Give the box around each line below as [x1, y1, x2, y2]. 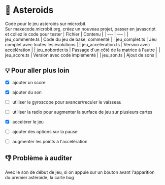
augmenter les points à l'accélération [12, 139, 88, 145]
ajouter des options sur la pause [12, 129, 78, 135]
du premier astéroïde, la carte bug [5, 175, 74, 180]
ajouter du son [12, 89, 42, 95]
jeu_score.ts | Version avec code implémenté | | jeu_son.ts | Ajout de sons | [5, 52, 157, 58]
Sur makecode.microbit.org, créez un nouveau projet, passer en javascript [5, 26, 156, 31]
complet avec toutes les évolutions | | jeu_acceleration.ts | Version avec [5, 41, 150, 47]
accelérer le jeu [12, 119, 44, 124]
